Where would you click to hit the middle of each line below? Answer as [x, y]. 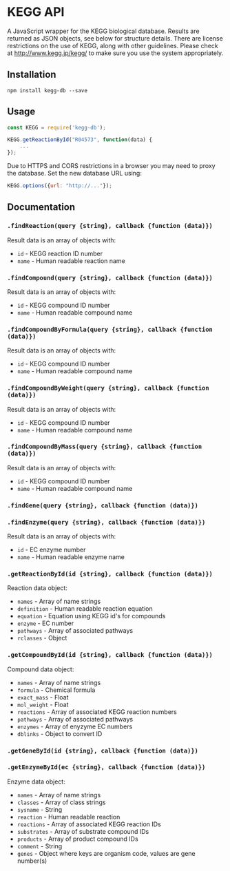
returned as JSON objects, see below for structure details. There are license [115, 38]
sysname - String [40, 809]
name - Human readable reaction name [71, 261]
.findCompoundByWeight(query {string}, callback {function [108, 388]
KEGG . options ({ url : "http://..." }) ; [60, 186]
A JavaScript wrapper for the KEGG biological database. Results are [103, 31]
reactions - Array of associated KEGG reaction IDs [89, 824]
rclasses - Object [42, 638]
